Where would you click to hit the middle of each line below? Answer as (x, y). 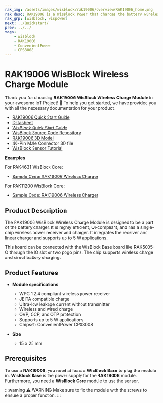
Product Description (36, 211)
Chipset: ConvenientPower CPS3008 (56, 325)
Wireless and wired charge (46, 309)
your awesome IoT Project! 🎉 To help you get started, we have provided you (81, 103)
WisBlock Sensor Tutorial (37, 148)
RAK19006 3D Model (33, 138)
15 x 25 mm (31, 344)
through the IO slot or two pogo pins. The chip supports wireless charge (81, 252)
